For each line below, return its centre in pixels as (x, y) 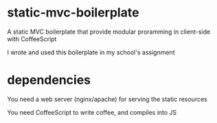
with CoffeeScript (32, 38)
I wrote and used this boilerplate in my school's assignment (91, 52)
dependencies (49, 80)
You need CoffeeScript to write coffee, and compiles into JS (92, 112)
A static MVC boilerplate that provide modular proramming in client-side (109, 32)
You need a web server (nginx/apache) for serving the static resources (107, 99)
